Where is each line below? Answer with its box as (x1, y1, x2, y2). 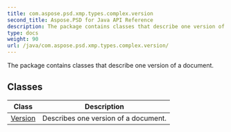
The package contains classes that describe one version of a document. (7, 62, 214, 69)
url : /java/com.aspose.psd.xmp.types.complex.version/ (7, 42, 169, 49)
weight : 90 (7, 36, 39, 43)
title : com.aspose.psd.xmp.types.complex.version (7, 10, 154, 17)
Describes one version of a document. (42, 113, 167, 123)
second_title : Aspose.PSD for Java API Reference (7, 17, 154, 23)
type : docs (7, 29, 39, 37)
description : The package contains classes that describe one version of (7, 23, 225, 30)
